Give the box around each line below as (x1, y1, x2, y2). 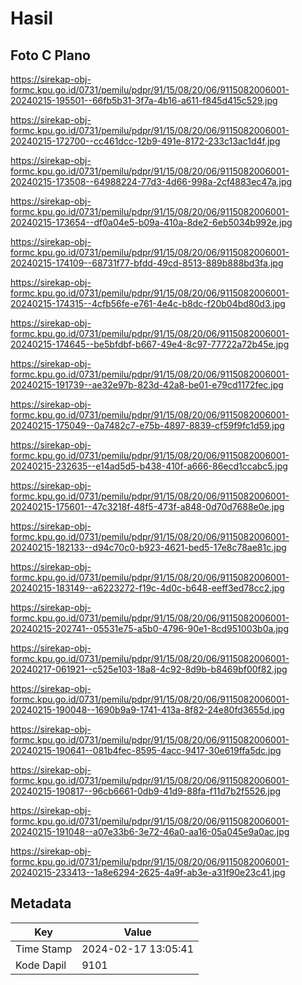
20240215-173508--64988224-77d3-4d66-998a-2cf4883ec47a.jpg (10, 176, 293, 187)
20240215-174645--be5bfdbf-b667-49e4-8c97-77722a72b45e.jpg (10, 338, 290, 350)
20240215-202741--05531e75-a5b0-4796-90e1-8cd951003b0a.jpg (10, 623, 289, 634)
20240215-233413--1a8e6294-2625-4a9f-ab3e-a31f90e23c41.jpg (10, 867, 286, 878)
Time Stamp (15, 942, 73, 956)
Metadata (10, 895, 72, 912)
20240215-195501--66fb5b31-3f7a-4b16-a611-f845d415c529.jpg (10, 95, 278, 106)
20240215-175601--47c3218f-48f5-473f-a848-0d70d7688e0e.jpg (10, 501, 285, 512)
